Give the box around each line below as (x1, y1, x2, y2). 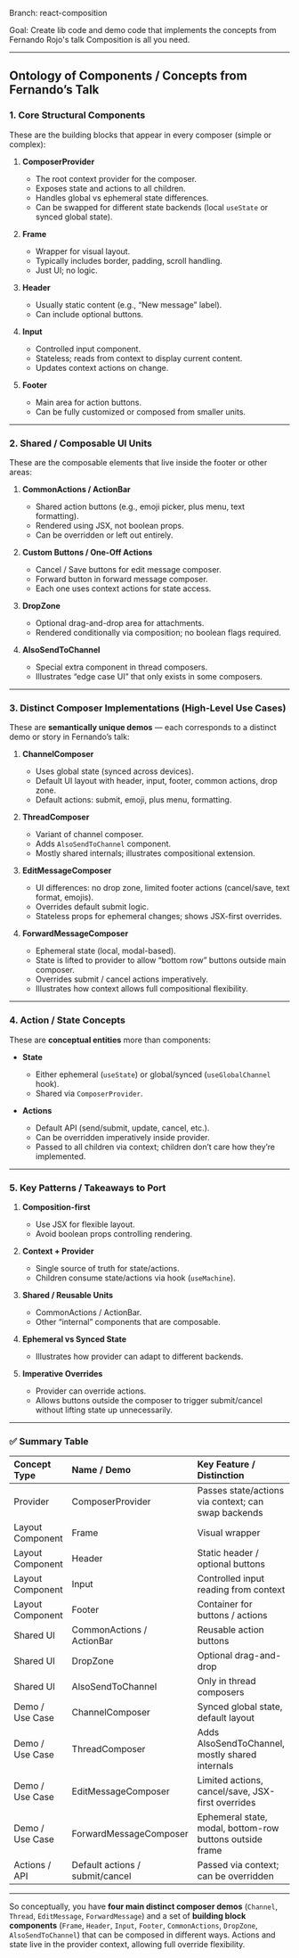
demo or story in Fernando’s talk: (9, 731, 130, 743)
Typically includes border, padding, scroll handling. (35, 255, 222, 266)
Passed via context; (197, 1859, 279, 1872)
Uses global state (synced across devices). (35, 766, 194, 777)
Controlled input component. (35, 343, 141, 354)
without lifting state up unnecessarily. (35, 1404, 174, 1415)
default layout (197, 1712, 255, 1724)
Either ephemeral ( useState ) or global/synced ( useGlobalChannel (35, 1069, 271, 1080)
